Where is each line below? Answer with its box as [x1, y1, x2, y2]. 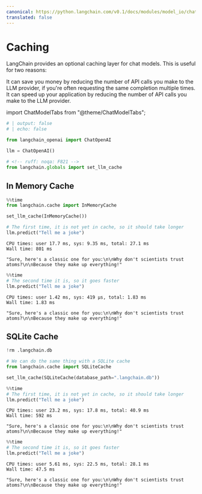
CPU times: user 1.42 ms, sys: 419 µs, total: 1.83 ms [6, 294, 147, 300]
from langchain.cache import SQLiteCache [6, 364, 112, 370]
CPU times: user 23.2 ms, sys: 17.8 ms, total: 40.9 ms [6, 407, 149, 413]
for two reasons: [6, 67, 47, 74]
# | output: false [6, 121, 52, 127]
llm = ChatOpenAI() [6, 148, 55, 154]
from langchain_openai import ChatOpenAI [6, 137, 112, 143]
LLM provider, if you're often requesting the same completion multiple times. [6, 85, 195, 92]
